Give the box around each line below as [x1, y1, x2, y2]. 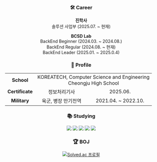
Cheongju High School [68, 79, 119, 86]
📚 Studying [67, 113, 96, 119]
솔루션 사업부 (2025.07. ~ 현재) [51, 24, 111, 29]
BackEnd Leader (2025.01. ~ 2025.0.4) [43, 50, 120, 56]
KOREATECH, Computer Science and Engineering [37, 74, 150, 80]
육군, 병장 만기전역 [42, 97, 82, 104]
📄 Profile [71, 62, 92, 69]
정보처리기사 [48, 88, 75, 95]
